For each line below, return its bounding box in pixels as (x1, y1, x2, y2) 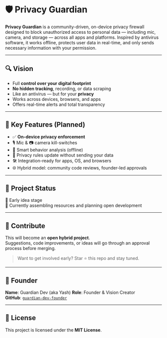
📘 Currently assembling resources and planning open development (5, 202, 142, 209)
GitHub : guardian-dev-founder (5, 295, 67, 301)
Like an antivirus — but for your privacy (12, 90, 94, 97)
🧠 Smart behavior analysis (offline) (12, 147, 83, 153)
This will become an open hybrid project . (5, 235, 90, 241)
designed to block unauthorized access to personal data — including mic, (5, 29, 156, 35)
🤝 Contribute (5, 222, 46, 230)
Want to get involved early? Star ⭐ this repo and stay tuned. (17, 255, 140, 261)
